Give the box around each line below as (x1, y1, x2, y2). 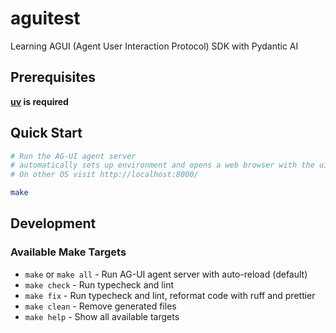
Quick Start (10, 125, 83, 142)
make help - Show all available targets (24, 310, 180, 322)
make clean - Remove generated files (24, 300, 177, 312)
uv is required (10, 95, 69, 107)
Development (10, 215, 97, 232)
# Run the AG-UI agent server (10, 151, 137, 161)
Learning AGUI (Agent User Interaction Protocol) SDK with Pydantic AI (10, 40, 299, 52)
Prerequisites (10, 69, 96, 86)
